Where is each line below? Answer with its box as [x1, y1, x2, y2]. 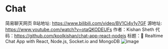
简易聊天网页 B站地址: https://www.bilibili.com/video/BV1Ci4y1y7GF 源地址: [5, 20, 162, 26]
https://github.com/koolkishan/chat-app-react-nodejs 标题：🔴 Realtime [14, 32, 163, 38]
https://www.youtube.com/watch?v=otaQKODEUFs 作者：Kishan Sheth [5, 26, 155, 32]
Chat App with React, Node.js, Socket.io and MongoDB [5, 38, 120, 44]
